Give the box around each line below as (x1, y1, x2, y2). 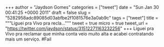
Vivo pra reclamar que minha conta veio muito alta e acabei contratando (5, 31, 154, 36)
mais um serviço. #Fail (5, 36, 51, 42)
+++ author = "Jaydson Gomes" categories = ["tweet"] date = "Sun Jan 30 (5, 4, 159, 10)
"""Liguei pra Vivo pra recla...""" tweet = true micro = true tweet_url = (5, 20, 148, 26)
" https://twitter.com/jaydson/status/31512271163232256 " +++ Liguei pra (5, 25, 154, 31)
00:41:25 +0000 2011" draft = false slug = (5, 9, 91, 15)
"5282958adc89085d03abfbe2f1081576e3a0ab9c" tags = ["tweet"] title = (5, 15, 158, 20)
